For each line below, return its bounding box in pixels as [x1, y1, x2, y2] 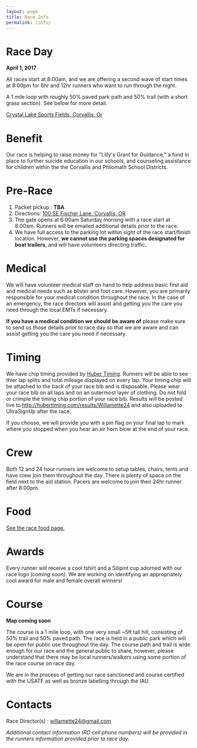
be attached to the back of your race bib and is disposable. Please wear [6, 383, 181, 390]
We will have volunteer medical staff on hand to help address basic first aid [6, 281, 188, 288]
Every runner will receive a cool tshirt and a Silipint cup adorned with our [6, 564, 182, 571]
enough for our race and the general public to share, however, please [6, 647, 174, 654]
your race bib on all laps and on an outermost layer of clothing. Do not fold [6, 389, 186, 396]
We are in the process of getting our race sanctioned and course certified [6, 671, 185, 678]
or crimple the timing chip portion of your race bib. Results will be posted [6, 395, 183, 403]
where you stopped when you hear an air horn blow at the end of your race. [6, 425, 190, 433]
